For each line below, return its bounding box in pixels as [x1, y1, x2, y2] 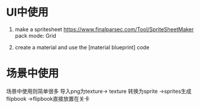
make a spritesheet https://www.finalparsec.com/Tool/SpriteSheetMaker [14, 25, 194, 33]
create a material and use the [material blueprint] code [14, 43, 150, 51]
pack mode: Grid [14, 32, 57, 39]
